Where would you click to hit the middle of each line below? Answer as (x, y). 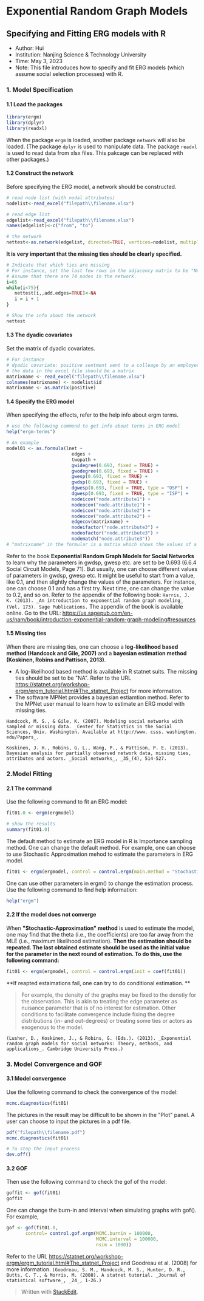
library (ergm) (24, 117)
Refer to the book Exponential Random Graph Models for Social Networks (100, 556)
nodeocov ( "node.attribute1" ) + (111, 505)
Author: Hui (29, 48)
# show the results (31, 824)
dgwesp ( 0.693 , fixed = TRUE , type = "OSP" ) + (130, 488)
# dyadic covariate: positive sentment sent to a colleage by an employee (103, 365)
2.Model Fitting (29, 774)
